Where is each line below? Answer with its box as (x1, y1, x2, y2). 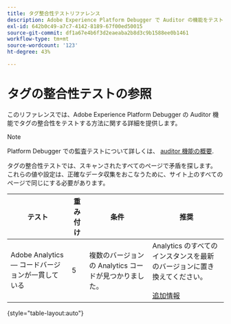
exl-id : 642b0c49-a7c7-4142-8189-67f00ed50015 (7, 23, 143, 30)
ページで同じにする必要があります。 (7, 178, 109, 186)
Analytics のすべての (152, 241, 218, 250)
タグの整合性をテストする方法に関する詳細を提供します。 (19, 118, 181, 127)
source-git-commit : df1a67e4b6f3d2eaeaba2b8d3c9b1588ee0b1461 (7, 29, 189, 36)
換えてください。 (152, 272, 208, 281)
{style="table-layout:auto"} (7, 309, 84, 317)
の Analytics (89, 261, 129, 270)
